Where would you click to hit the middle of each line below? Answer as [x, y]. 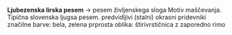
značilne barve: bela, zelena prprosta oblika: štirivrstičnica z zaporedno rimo [116, 24]
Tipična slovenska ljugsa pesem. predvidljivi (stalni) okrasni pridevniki [107, 17]
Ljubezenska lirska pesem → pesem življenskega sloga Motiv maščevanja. [114, 10]
